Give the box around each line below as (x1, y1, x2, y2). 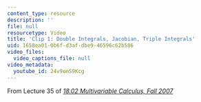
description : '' (7, 17, 54, 23)
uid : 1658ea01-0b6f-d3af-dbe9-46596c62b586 (7, 42, 134, 49)
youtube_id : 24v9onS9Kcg (13, 68, 85, 74)
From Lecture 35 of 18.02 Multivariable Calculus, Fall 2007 (7, 87, 173, 95)
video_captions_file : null (13, 55, 91, 62)
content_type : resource (7, 10, 76, 17)
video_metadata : (7, 61, 54, 68)
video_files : (7, 49, 45, 56)
